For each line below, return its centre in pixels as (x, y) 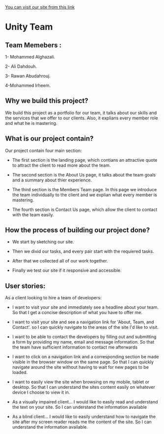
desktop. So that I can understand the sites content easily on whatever (84, 387)
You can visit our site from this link (40, 7)
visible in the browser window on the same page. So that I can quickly (83, 362)
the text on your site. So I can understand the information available (80, 407)
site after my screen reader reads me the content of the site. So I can (82, 422)
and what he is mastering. (31, 123)
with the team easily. (33, 215)
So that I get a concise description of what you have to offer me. (77, 313)
